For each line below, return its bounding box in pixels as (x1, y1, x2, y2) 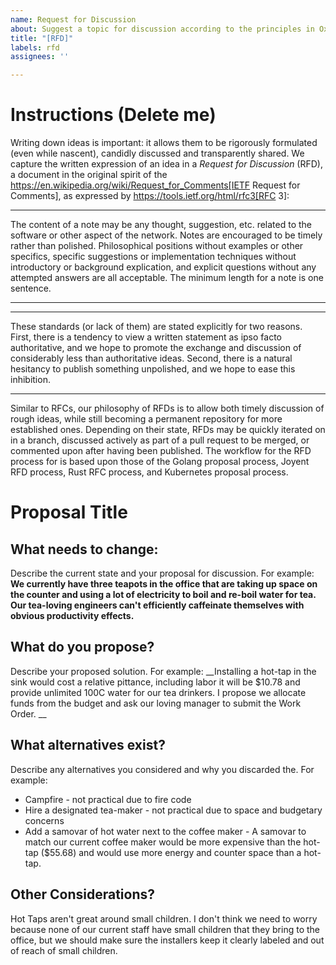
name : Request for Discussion (10, 14, 137, 25)
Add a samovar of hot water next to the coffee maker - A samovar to (24, 825, 307, 837)
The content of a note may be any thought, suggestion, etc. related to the (10, 219, 313, 231)
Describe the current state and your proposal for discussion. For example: (10, 567, 315, 580)
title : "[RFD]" (10, 33, 74, 43)
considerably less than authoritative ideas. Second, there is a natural (10, 352, 293, 365)
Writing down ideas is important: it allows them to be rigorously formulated (10, 137, 318, 149)
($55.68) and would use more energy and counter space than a (40, 846, 302, 858)
